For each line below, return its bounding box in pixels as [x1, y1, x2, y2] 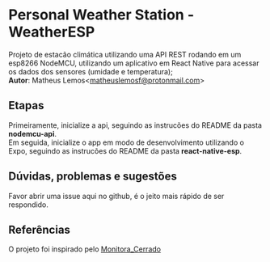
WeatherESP [8, 23, 95, 41]
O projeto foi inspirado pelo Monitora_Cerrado [8, 244, 162, 254]
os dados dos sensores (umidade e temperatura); [8, 66, 174, 76]
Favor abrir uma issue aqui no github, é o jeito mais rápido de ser [8, 191, 225, 201]
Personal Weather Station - [8, 6, 195, 24]
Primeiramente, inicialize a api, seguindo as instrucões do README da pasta [8, 120, 263, 130]
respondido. [8, 200, 49, 209]
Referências [8, 222, 71, 236]
